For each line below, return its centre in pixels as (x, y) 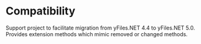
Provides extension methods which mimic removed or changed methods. (97, 34)
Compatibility (41, 11)
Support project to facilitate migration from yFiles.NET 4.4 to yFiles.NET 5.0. (100, 28)
